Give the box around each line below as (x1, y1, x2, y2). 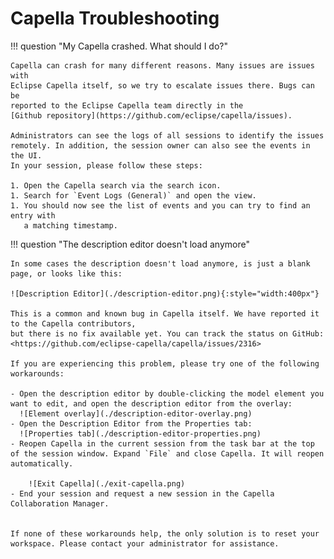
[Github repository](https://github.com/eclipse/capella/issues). (10, 110, 293, 121)
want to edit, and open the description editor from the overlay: (10, 398, 293, 409)
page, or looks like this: (10, 268, 123, 279)
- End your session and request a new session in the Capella (10, 488, 275, 499)
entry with (10, 210, 56, 221)
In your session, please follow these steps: (10, 160, 203, 171)
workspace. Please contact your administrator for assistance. (10, 538, 280, 549)
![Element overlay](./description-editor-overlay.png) (19, 408, 253, 419)
